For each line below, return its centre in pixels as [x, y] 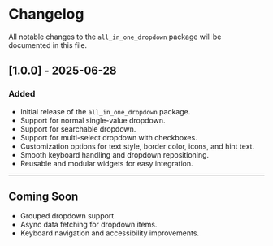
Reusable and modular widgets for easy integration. [106, 163]
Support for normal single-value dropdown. [93, 120]
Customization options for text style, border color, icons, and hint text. [137, 146]
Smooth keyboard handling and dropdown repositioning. [115, 154]
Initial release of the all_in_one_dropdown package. [105, 111]
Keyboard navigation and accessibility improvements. [110, 233]
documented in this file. [48, 45]
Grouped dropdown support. [68, 216]
